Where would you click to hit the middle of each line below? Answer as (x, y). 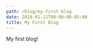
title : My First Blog (32, 22)
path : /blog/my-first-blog (39, 11)
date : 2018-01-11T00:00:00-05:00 (47, 17)
